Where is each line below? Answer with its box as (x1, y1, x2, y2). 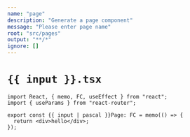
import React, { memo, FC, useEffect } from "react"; (7, 93, 168, 100)
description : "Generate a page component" (7, 17, 133, 24)
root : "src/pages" (7, 29, 61, 37)
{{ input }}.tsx (7, 73, 102, 86)
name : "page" (7, 10, 46, 17)
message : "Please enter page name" (7, 23, 111, 30)
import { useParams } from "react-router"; (7, 99, 137, 106)
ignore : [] (7, 43, 39, 50)
